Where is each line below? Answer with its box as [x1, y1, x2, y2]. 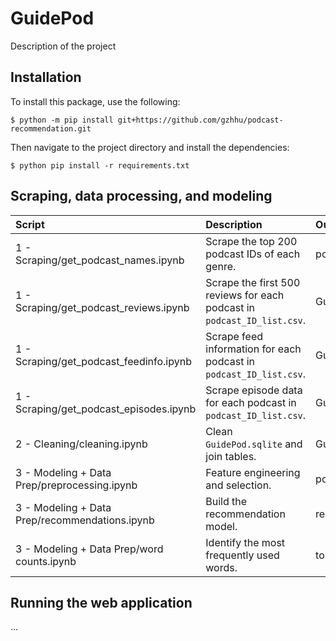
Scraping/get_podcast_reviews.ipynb [15, 300, 190, 314]
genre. [205, 259, 237, 273]
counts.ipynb [15, 554, 77, 568]
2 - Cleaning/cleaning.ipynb [15, 437, 148, 451]
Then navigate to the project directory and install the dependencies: [10, 141, 290, 153]
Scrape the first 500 [205, 275, 301, 289]
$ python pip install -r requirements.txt [10, 160, 190, 171]
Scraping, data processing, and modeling [10, 188, 273, 205]
